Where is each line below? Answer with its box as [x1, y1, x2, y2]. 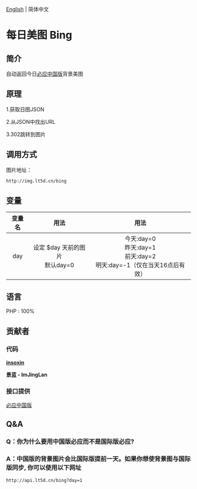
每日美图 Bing [6, 29, 72, 42]
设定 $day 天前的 [33, 244, 80, 252]
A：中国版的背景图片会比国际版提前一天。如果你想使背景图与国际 [6, 455, 191, 463]
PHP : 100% [6, 308, 35, 315]
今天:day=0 [124, 235, 157, 243]
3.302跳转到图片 [6, 130, 46, 137]
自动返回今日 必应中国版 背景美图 [6, 70, 83, 77]
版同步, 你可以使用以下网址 [6, 464, 82, 472]
